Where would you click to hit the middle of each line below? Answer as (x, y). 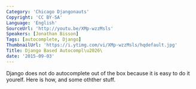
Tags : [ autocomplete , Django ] (44, 39)
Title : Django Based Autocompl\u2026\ (54, 51)
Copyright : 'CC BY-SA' (34, 17)
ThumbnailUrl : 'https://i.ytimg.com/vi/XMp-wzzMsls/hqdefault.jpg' (92, 45)
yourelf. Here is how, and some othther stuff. (61, 79)
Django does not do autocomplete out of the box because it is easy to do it (98, 73)
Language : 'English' (32, 23)
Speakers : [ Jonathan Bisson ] (42, 34)
